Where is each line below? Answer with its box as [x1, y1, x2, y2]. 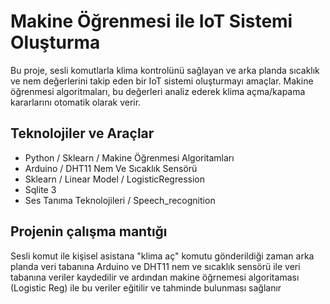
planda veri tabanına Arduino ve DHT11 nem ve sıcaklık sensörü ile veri [10, 260, 301, 272]
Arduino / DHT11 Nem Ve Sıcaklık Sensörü [24, 162, 198, 174]
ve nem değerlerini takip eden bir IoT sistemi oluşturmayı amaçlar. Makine [10, 75, 314, 87]
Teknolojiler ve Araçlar [10, 125, 155, 142]
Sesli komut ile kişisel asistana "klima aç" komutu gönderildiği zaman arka [10, 250, 315, 262]
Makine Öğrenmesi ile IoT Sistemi [10, 10, 293, 33]
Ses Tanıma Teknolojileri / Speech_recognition [24, 194, 216, 206]
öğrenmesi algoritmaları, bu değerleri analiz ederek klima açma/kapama [10, 85, 306, 97]
